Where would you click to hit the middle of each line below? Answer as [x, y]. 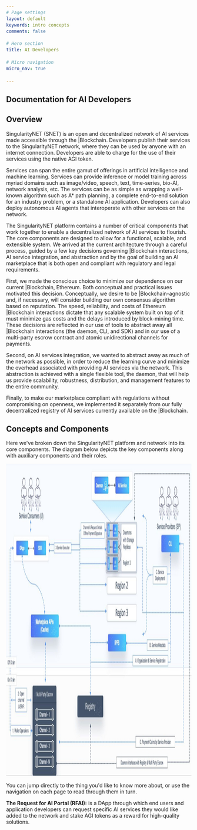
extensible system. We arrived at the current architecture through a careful [97, 244]
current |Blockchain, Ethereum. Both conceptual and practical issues [89, 287]
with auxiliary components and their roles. [57, 456]
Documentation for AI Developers [69, 99]
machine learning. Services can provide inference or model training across [96, 177]
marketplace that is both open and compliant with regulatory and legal [91, 263]
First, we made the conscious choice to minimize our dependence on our [95, 281]
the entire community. [33, 386]
